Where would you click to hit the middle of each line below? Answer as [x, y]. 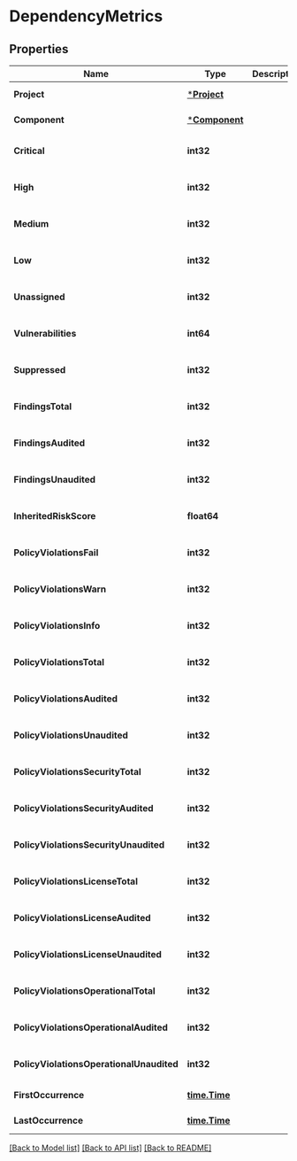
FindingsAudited [49, 443]
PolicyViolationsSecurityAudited [84, 808]
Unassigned [39, 297]
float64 [203, 516]
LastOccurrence [49, 1120]
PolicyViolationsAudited [65, 699]
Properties [39, 49]
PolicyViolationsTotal [59, 662]
